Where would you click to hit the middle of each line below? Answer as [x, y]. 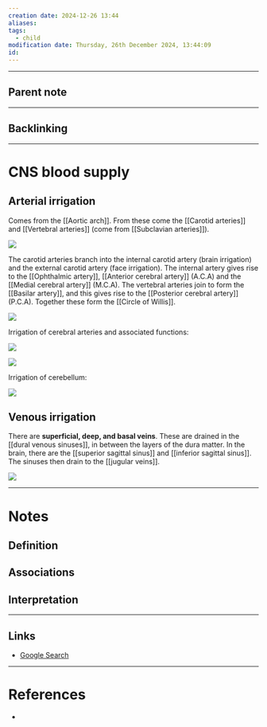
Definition [33, 546]
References [47, 695]
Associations [42, 573]
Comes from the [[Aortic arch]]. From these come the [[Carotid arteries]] [127, 221]
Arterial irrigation [52, 201]
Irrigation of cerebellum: [48, 377]
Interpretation [43, 599]
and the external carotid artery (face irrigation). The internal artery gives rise [133, 268]
